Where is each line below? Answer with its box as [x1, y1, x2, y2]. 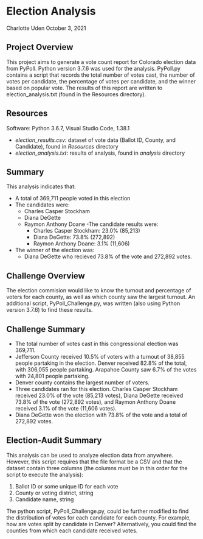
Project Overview [6, 42, 74, 52]
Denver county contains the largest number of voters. [15, 379, 150, 386]
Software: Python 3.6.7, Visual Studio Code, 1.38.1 [6, 124, 130, 132]
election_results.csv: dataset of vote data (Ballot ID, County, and [15, 136, 176, 144]
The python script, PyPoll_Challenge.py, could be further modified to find [6, 507, 189, 515]
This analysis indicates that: [6, 183, 76, 190]
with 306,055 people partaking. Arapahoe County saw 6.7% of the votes [15, 366, 197, 373]
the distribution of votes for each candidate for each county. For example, [6, 513, 191, 521]
